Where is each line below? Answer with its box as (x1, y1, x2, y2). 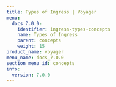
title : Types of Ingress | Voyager (6, 9, 97, 15)
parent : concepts (17, 37, 62, 43)
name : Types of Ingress (17, 32, 78, 38)
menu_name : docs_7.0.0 (6, 55, 64, 61)
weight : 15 (17, 43, 45, 50)
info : (6, 66, 20, 72)
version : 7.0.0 (12, 72, 51, 78)
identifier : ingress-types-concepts (17, 26, 111, 32)
